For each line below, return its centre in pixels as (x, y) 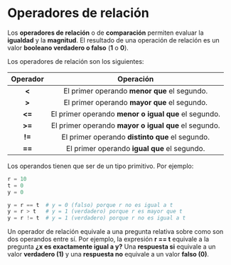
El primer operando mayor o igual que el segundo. (135, 125)
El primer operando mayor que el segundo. (136, 102)
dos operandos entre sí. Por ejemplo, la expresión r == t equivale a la (108, 239)
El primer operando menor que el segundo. (136, 91)
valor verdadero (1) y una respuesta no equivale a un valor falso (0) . (108, 254)
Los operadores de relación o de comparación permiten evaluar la (106, 33)
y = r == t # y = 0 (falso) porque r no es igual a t (90, 205)
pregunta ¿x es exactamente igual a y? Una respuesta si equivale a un (112, 247)
